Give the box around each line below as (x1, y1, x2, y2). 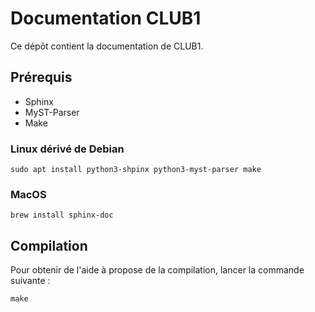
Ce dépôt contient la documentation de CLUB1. (10, 40, 204, 52)
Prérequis (10, 69, 73, 86)
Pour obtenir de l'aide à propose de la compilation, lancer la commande (10, 264, 305, 276)
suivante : (10, 275, 51, 287)
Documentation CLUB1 (10, 7, 202, 30)
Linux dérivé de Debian (10, 142, 125, 156)
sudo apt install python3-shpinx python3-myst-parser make (10, 165, 262, 175)
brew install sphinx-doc (10, 210, 114, 221)
